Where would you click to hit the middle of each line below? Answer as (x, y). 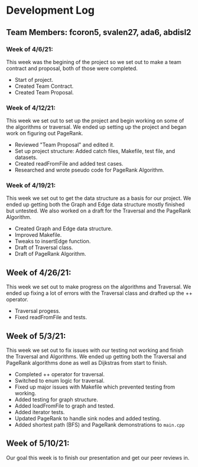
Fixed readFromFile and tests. (51, 317)
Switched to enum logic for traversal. (59, 381)
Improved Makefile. (38, 235)
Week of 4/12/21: (31, 107)
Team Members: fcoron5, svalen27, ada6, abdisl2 (99, 32)
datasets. (26, 157)
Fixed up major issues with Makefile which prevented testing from (95, 387)
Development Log (51, 10)
